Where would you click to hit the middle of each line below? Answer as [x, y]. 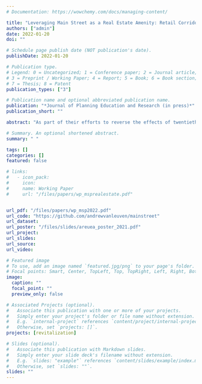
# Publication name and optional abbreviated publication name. [88, 100]
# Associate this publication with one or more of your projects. [94, 310]
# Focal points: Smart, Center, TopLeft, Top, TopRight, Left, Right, [96, 272]
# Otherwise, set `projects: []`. [52, 327]
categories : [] [25, 155]
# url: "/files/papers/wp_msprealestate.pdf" [70, 194]
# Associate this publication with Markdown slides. [76, 349]
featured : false [26, 161]
